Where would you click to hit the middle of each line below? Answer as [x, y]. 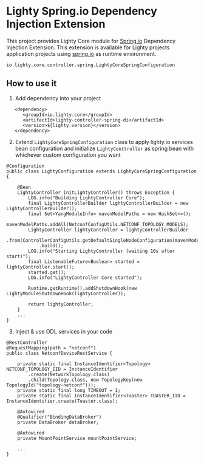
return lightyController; [61, 304]
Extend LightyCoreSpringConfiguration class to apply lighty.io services [104, 142]
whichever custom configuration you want [68, 155]
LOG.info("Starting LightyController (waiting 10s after [101, 251]
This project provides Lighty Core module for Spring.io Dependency [91, 41]
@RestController [27, 342]
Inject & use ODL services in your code [64, 331]
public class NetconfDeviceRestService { [59, 353]
